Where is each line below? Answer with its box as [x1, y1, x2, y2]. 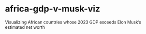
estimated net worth [5, 24, 45, 30]
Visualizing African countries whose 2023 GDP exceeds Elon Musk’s [5, 19, 142, 25]
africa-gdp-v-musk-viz [5, 3, 101, 14]
